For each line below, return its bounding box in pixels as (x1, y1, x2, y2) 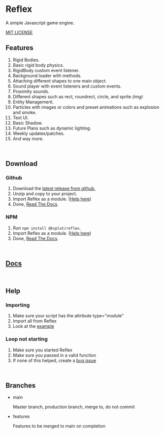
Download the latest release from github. (12, 185, 96, 191)
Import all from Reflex (12, 318, 57, 324)
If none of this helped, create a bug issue (12, 357, 97, 363)
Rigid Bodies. (12, 57, 40, 63)
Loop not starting (5, 336, 48, 343)
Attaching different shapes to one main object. (12, 78, 107, 84)
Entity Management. (12, 99, 54, 105)
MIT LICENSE (5, 29, 33, 35)
